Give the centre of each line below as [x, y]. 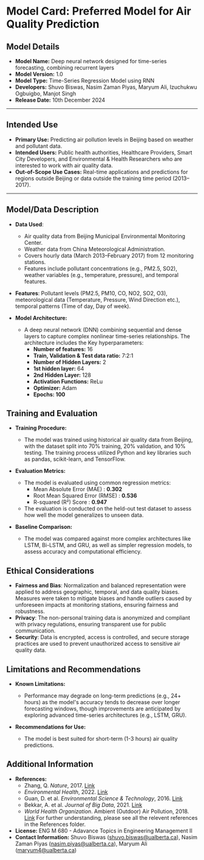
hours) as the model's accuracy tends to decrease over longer [102, 702]
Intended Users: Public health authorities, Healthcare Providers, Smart [104, 152]
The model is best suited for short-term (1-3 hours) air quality [101, 739]
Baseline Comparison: [44, 527]
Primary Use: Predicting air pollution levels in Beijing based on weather [104, 139]
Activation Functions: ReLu [68, 381]
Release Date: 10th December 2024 [60, 100]
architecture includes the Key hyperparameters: [84, 343]
